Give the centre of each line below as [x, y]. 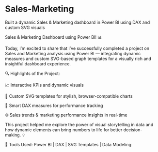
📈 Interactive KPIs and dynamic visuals [44, 85]
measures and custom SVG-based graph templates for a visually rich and [78, 59]
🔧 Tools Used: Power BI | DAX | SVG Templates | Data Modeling [68, 144]
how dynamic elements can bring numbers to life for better [64, 130]
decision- [133, 130]
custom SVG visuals [25, 27]
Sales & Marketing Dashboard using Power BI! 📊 [54, 37]
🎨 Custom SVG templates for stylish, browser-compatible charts [69, 96]
